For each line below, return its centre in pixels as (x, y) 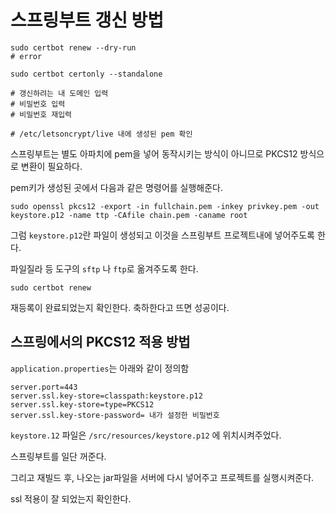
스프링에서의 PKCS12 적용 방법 (100, 342)
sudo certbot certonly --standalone (86, 74)
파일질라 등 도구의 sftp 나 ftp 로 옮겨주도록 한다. (104, 268)
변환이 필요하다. (51, 166)
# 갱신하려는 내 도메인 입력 (59, 93)
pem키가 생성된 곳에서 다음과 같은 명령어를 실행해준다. (117, 187)
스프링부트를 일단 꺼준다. (58, 456)
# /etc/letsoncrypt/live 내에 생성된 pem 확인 (101, 134)
